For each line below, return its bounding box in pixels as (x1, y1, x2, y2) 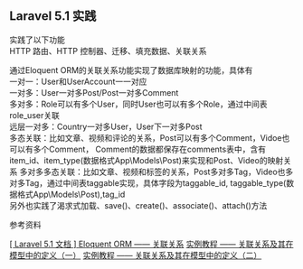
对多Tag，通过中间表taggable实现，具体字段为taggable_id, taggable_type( (9, 177, 287, 188)
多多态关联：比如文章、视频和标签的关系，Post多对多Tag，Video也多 (34, 166, 294, 177)
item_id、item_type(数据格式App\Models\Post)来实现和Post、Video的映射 (9, 154, 284, 165)
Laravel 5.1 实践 (9, 8, 97, 24)
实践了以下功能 (9, 34, 65, 45)
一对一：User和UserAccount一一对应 (9, 76, 147, 87)
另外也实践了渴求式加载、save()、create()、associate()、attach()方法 (9, 199, 268, 210)
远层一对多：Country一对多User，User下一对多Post (9, 121, 203, 132)
